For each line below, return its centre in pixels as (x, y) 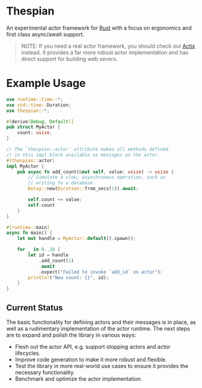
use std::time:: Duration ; (39, 105)
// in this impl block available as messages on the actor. (84, 155)
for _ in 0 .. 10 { (39, 250)
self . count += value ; (55, 199)
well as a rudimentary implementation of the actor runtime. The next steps (98, 328)
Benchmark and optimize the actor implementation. (79, 378)
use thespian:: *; (28, 111)
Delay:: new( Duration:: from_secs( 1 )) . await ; (83, 189)
